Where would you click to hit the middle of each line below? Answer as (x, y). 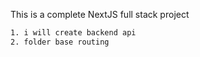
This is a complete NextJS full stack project (100, 14)
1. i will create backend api (73, 33)
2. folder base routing (60, 42)
